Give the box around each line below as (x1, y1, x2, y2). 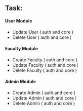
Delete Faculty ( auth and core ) (12, 67, 77, 73)
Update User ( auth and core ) (12, 29, 74, 35)
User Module (5, 17, 32, 24)
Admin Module (5, 79, 36, 85)
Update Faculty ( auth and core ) (12, 62, 79, 68)
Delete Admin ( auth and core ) (12, 101, 75, 106)
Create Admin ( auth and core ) (12, 90, 76, 96)
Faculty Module (5, 46, 38, 52)
